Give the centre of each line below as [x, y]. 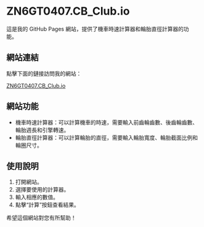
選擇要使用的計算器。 [42, 190]
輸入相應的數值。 [37, 197]
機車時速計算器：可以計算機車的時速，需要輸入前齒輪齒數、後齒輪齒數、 [106, 122]
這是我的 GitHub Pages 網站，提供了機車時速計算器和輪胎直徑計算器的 [95, 29]
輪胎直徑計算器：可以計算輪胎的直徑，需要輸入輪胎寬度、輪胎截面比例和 [106, 137]
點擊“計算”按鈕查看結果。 [47, 205]
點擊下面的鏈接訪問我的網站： [44, 73]
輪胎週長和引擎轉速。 [42, 130]
